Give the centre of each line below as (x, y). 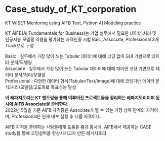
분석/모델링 (21, 62)
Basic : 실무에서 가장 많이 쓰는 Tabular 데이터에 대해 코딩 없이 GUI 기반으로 (78, 56)
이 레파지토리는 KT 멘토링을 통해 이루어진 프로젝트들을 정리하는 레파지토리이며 (80, 97)
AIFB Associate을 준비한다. (41, 104)
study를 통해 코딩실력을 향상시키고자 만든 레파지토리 (56, 133)
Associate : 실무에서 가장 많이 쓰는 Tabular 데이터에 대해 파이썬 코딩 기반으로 (80, 69)
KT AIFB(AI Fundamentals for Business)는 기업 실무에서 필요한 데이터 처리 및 (81, 33)
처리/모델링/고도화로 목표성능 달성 (43, 87)
